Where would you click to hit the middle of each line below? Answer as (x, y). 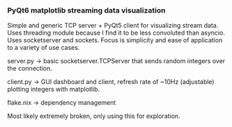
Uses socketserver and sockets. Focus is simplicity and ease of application (115, 40)
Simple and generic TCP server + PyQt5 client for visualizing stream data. (113, 26)
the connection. (30, 69)
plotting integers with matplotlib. (53, 90)
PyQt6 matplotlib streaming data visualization (86, 10)
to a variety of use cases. (44, 48)
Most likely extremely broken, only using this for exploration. (94, 116)
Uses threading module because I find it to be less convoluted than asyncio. (116, 33)
